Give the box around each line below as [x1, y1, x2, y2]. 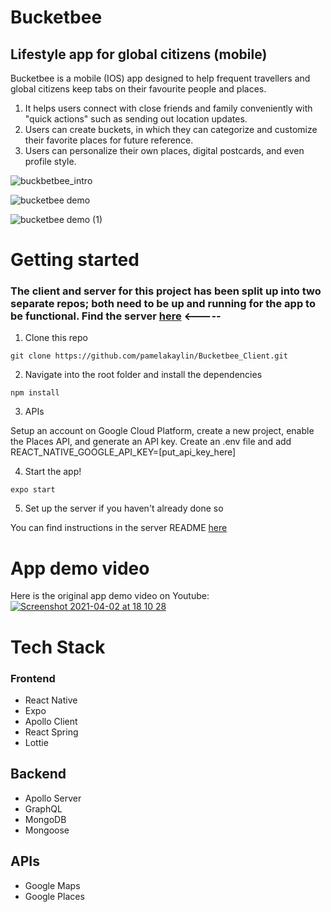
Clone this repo [24, 332, 88, 344]
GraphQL [24, 802, 63, 815]
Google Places [24, 890, 85, 902]
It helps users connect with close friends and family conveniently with [24, 102, 313, 114]
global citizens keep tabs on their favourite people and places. [10, 83, 267, 95]
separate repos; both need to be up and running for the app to [10, 297, 316, 311]
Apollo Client [24, 715, 78, 727]
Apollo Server [24, 792, 82, 804]
